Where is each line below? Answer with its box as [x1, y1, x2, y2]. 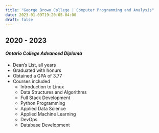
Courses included [12, 78, 50, 84]
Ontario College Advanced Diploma [5, 50, 83, 56]
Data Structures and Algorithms [20, 89, 87, 95]
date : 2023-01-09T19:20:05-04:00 [5, 12, 77, 17]
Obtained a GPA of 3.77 [12, 72, 62, 79]
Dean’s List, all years [12, 62, 56, 68]
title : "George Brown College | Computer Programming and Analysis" [5, 7, 154, 13]
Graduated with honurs [12, 67, 61, 73]
